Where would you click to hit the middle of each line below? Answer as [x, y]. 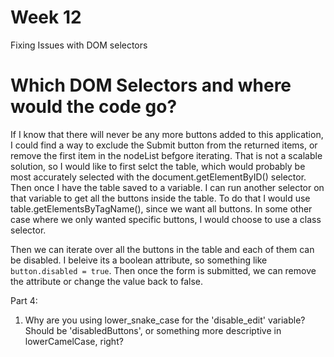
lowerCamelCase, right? [74, 341]
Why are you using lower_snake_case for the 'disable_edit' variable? [165, 320]
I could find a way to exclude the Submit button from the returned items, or [164, 145]
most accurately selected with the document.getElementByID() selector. [158, 177]
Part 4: [24, 300]
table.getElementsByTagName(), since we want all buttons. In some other [161, 208]
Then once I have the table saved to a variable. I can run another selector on [167, 187]
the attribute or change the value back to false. [107, 281]
